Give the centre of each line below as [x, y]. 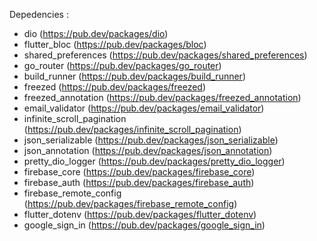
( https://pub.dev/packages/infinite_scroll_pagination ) [132, 129]
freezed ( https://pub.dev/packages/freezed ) [115, 87]
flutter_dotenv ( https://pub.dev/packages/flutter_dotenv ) [140, 214]
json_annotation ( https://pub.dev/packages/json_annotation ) [148, 150]
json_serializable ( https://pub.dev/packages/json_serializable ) [151, 140]
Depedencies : [39, 14]
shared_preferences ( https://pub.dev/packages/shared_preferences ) [165, 55]
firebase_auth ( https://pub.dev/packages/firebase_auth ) [139, 182]
